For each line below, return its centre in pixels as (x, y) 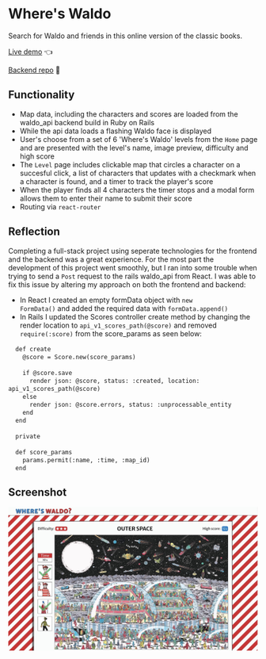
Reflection (34, 232)
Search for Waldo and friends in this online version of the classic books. (125, 36)
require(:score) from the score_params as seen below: (110, 333)
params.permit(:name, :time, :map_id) (86, 460)
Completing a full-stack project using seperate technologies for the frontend (133, 251)
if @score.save (47, 373)
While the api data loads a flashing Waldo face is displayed (116, 131)
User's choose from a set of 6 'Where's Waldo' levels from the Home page (139, 139)
